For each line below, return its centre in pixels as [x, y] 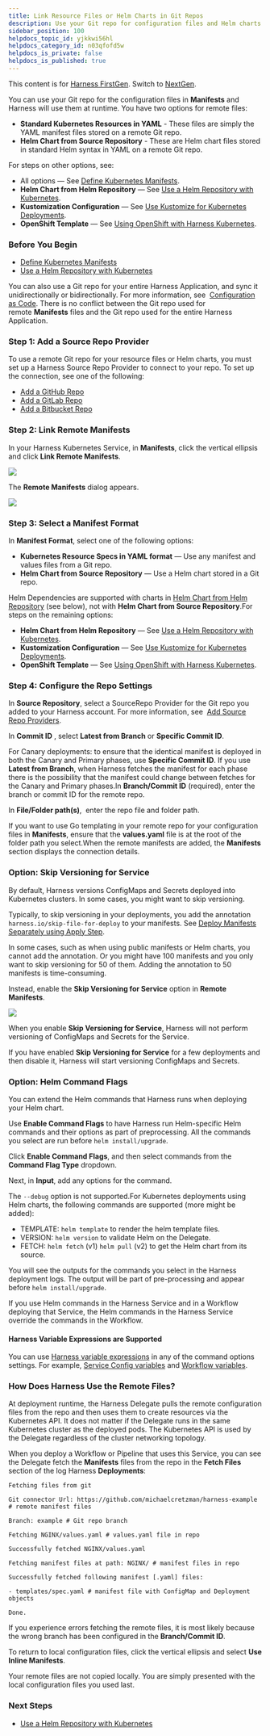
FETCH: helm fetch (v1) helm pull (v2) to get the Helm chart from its [133, 1246]
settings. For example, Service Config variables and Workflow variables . [128, 1365]
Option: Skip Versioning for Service [79, 873]
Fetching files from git [50, 1486]
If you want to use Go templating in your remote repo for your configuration [133, 826]
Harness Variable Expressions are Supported [85, 1339]
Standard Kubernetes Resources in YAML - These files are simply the [137, 124]
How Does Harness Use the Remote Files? [92, 1386]
